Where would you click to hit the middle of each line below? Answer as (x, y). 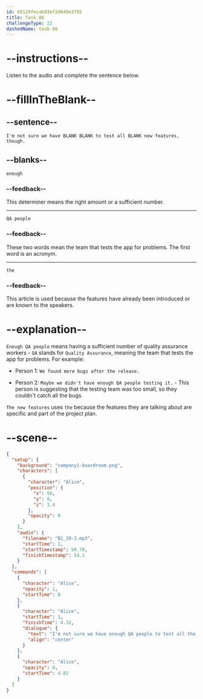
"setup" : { (25, 460)
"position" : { (46, 488)
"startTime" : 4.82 (45, 673)
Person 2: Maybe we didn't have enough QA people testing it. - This (102, 382)
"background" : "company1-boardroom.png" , (70, 465)
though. (16, 141)
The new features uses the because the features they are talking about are (99, 407)
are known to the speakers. (40, 305)
